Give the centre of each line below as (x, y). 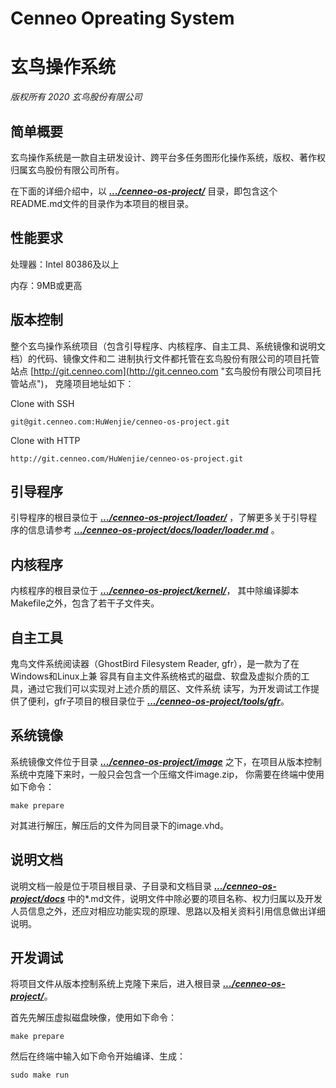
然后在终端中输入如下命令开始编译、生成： (98, 1056)
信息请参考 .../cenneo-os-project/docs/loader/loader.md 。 (153, 530)
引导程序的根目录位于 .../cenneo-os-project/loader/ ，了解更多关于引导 (159, 518)
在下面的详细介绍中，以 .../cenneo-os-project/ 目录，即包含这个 (144, 191)
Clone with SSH (42, 403)
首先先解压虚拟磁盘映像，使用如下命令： (93, 1018)
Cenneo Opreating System (122, 18)
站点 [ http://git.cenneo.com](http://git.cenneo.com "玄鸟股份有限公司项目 (161, 371)
